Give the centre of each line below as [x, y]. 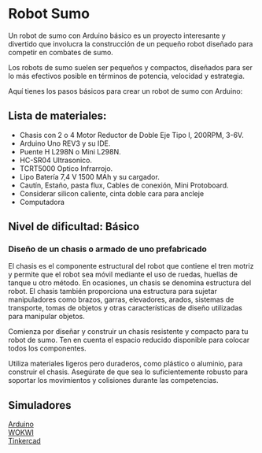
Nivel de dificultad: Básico [74, 226]
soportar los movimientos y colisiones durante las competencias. [113, 381]
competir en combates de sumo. [61, 52]
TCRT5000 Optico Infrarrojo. [66, 168]
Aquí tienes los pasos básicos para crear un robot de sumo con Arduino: [125, 91]
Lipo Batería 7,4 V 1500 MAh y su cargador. [89, 176]
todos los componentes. [47, 348]
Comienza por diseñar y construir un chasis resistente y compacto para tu [128, 332]
